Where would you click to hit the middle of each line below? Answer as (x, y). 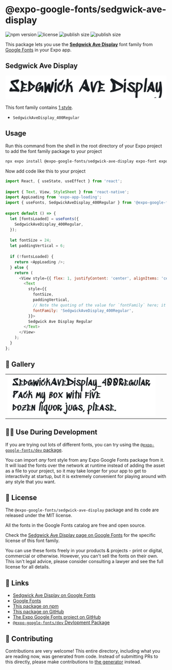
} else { (19, 267)
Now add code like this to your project (46, 171)
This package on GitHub (38, 612)
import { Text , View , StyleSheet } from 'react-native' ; (67, 192)
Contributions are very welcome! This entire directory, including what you (83, 651)
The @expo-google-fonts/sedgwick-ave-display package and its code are (82, 510)
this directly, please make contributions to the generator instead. (73, 662)
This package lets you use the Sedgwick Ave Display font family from (79, 44)
